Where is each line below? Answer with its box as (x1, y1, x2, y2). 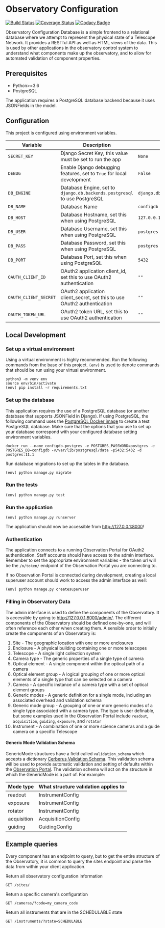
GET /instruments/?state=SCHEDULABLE (5, 919, 83, 924)
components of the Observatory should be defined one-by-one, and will (5, 620, 151, 626)
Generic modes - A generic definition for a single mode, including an (12, 692, 151, 698)
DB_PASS (8, 243, 26, 248)
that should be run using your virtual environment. (5, 367, 107, 373)
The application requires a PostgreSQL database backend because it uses (5, 97, 155, 103)
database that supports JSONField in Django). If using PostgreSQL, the (5, 413, 148, 419)
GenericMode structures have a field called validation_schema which (5, 750, 145, 757)
